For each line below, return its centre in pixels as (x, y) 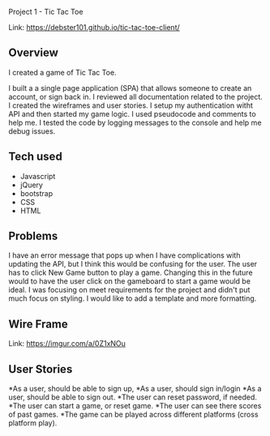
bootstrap (36, 193)
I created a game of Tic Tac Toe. (62, 72)
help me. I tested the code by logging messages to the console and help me (135, 122)
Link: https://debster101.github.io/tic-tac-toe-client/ (94, 27)
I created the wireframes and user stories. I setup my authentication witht (131, 105)
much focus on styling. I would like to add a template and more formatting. (133, 298)
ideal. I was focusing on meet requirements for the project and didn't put (129, 290)
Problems (33, 236)
